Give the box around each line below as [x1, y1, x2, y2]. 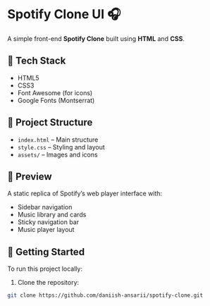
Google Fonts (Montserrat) [17, 96, 95, 104]
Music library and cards [17, 210, 87, 219]
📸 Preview [7, 171, 52, 183]
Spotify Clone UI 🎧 [7, 6, 121, 23]
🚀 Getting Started [7, 245, 85, 258]
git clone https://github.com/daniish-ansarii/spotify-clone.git [7, 292, 203, 299]
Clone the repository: [17, 279, 80, 287]
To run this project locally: [7, 264, 83, 273]
